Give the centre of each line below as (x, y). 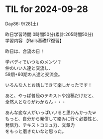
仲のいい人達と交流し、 (29, 68)
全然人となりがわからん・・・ (36, 101)
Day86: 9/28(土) (22, 23)
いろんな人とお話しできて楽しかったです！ (49, 85)
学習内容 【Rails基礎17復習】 (35, 40)
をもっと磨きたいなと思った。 (36, 131)
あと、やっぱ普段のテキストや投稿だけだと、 (51, 95)
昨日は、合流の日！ (25, 51)
